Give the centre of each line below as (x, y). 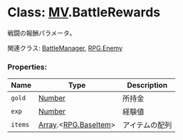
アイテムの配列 (147, 125)
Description (147, 85)
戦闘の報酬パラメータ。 (42, 33)
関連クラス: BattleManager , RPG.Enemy (65, 48)
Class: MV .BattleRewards (84, 12)
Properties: (27, 67)
